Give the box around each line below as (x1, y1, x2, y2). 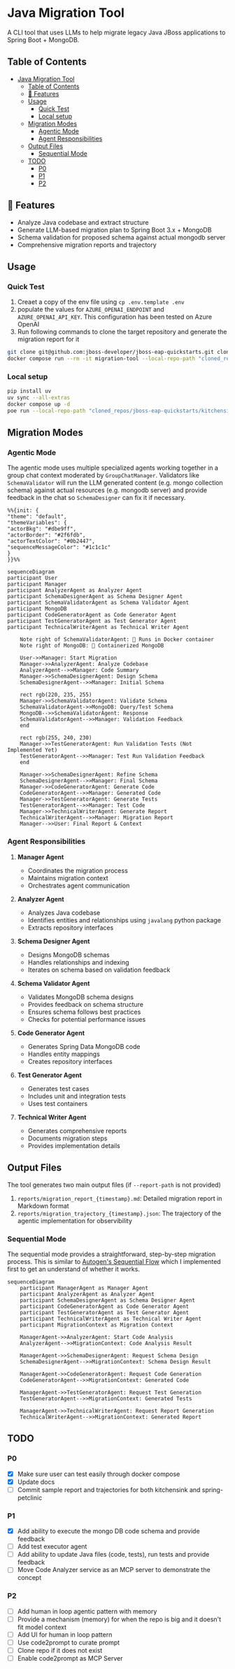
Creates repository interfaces (27, 1057, 113, 1065)
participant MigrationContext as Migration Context (20, 1321, 173, 1328)
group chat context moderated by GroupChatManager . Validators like (7, 471, 199, 480)
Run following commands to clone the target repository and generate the (17, 328, 227, 336)
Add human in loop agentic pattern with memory (17, 1607, 157, 1616)
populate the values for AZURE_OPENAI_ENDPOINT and (17, 305, 164, 314)
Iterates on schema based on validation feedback (27, 965, 171, 974)
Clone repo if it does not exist (17, 1646, 103, 1654)
